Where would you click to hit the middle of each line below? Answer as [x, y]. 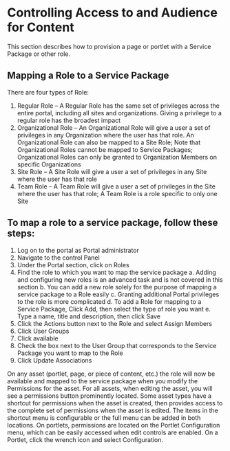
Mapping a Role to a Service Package [88, 76]
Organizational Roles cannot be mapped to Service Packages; [105, 149]
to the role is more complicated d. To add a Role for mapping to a [109, 301]
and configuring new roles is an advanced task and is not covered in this [120, 279]
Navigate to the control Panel [58, 258]
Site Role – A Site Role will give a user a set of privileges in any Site [112, 171]
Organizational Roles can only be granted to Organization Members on [117, 157]
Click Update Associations [54, 360]
